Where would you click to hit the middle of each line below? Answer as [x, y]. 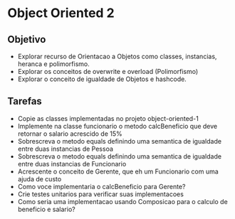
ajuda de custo [40, 178]
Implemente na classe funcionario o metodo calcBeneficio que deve [117, 126]
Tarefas [25, 101]
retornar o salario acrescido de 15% [70, 134]
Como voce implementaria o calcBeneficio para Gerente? [101, 186]
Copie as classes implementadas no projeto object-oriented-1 [108, 118]
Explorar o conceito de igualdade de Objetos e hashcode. [102, 79]
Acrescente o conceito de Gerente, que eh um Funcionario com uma [118, 171]
